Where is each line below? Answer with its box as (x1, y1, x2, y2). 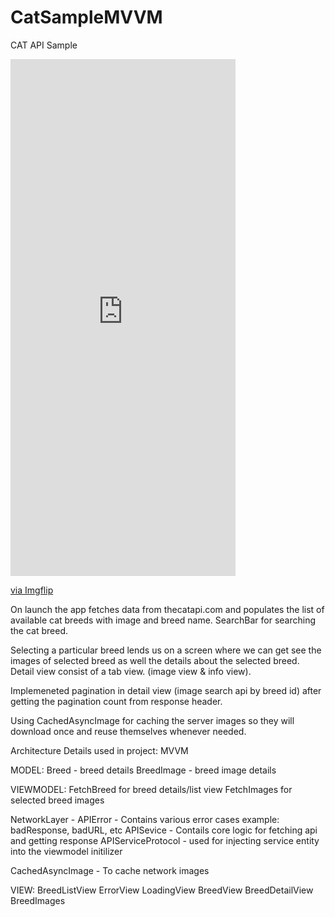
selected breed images (10, 794, 105, 806)
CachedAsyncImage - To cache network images (10, 864, 210, 876)
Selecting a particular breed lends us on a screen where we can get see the (10, 644, 322, 656)
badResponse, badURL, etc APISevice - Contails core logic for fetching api (10, 824, 318, 836)
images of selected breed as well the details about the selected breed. (10, 654, 300, 666)
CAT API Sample (10, 39, 78, 51)
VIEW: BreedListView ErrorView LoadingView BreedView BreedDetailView (10, 884, 314, 896)
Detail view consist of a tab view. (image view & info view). (10, 665, 252, 677)
